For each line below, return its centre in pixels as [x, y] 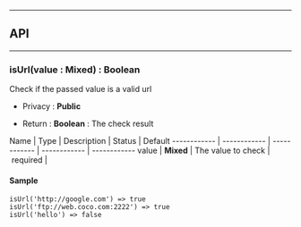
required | [29, 160]
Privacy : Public [52, 106]
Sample [24, 181]
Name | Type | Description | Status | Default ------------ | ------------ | [140, 141]
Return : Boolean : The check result [88, 124]
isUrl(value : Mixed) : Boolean [75, 70]
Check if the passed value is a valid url [81, 89]
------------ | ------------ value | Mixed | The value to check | [156, 151]
